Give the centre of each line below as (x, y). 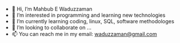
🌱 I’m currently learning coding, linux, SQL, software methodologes (93, 21)
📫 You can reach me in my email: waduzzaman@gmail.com (84, 34)
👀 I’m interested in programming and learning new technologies (89, 15)
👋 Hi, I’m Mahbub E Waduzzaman (52, 9)
